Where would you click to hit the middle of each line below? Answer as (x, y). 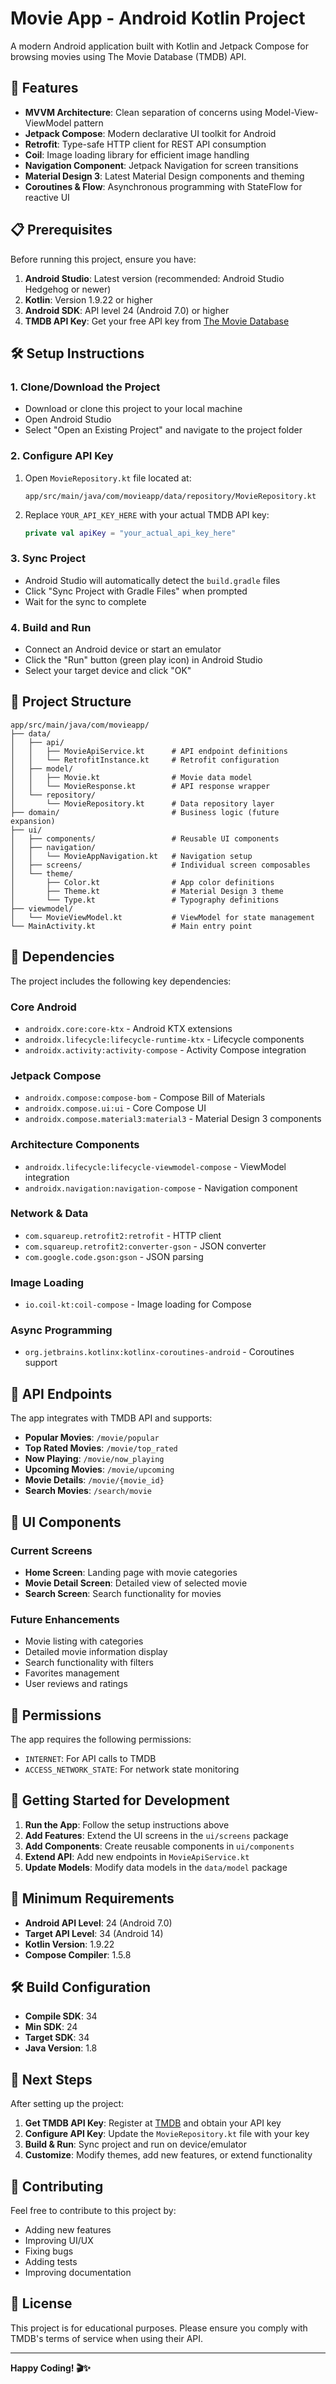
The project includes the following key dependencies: (121, 981)
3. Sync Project (48, 559)
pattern (88, 123)
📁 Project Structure (71, 702)
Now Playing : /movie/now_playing (94, 1459)
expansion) (33, 821)
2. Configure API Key (62, 456)
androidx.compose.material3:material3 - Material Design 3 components (173, 1119)
